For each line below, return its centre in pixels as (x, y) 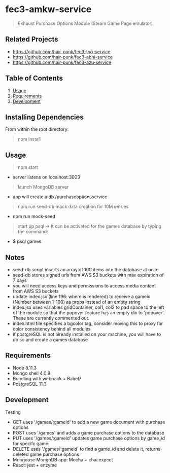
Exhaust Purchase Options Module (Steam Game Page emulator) (85, 23)
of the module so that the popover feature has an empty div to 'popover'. (89, 313)
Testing (13, 412)
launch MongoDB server (43, 187)
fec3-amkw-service (48, 9)
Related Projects (32, 39)
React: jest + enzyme (35, 465)
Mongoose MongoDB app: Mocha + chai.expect (63, 459)
